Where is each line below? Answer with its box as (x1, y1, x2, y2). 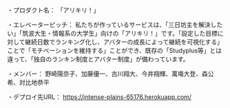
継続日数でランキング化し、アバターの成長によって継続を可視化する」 (25, 38, 224, 46)
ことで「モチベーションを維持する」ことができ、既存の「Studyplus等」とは (7, 47, 222, 54)
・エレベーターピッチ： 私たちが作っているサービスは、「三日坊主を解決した (7, 21, 223, 29)
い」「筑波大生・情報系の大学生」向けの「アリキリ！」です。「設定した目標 (7, 30, 218, 37)
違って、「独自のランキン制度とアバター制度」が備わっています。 (7, 55, 189, 63)
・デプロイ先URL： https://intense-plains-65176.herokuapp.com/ (7, 93, 191, 101)
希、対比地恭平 (7, 78, 50, 86)
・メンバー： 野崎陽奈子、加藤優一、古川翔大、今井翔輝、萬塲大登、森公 (7, 69, 214, 78)
